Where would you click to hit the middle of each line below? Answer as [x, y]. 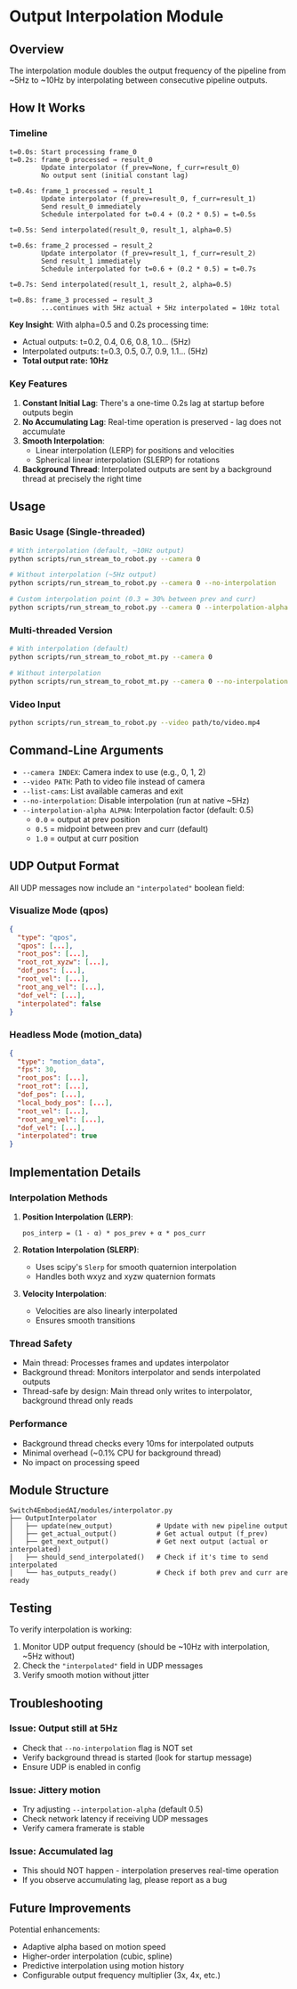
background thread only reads [77, 1401]
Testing [31, 1608]
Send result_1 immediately [91, 261]
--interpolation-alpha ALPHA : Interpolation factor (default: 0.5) [138, 810]
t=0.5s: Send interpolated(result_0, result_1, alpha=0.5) [121, 230]
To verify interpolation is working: [71, 1630]
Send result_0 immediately [91, 207]
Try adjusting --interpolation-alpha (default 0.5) [112, 1809]
